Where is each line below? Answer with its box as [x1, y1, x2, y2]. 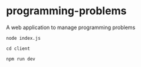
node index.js [6, 35, 41, 41]
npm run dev [6, 56, 35, 62]
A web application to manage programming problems [6, 24, 136, 31]
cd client [6, 46, 31, 52]
